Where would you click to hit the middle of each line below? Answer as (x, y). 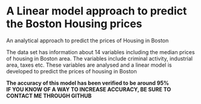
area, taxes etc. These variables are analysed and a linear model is (89, 65)
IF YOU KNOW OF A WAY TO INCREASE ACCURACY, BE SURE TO (89, 89)
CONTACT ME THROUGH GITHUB (49, 96)
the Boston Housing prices (74, 24)
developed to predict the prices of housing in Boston (72, 71)
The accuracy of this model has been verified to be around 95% (88, 83)
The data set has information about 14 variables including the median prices (101, 52)
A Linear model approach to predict (97, 11)
